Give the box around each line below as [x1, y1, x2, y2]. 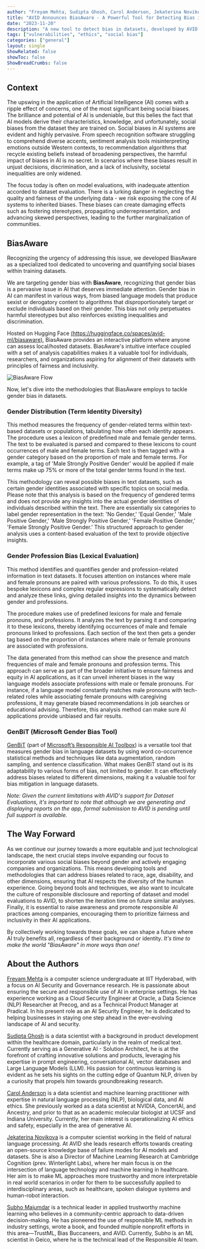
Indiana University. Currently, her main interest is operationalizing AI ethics [7, 1115, 194, 1122]
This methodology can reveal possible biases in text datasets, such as [7, 478, 182, 486]
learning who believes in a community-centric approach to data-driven [7, 1210, 184, 1217]
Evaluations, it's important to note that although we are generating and [7, 799, 186, 806]
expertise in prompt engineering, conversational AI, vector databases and [7, 1058, 191, 1065]
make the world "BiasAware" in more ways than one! [7, 941, 139, 948]
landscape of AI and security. [7, 1020, 81, 1027]
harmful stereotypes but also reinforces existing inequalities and [7, 311, 168, 319]
